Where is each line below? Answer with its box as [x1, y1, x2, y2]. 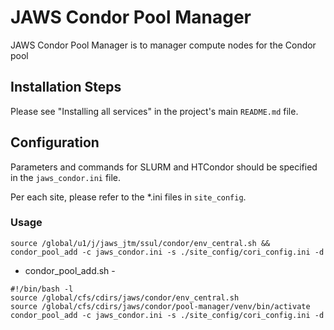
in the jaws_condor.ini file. [10, 171, 122, 183]
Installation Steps [10, 79, 122, 96]
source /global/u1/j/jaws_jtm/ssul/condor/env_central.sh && [10, 238, 271, 248]
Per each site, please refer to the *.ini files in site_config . [10, 191, 247, 203]
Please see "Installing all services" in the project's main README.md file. [10, 105, 299, 117]
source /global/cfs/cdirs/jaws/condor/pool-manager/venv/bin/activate [10, 301, 311, 311]
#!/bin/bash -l [10, 284, 74, 294]
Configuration [10, 134, 100, 151]
